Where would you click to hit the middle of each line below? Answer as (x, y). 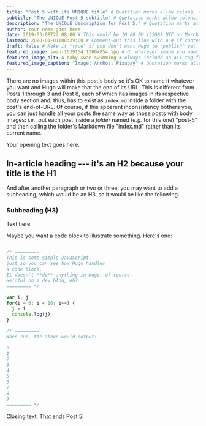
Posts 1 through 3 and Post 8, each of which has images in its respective (98, 94)
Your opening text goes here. (43, 144)
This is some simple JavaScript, (49, 258)
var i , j (17, 297)
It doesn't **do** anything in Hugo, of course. (70, 275)
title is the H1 (31, 173)
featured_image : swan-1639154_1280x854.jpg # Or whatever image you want (103, 52)
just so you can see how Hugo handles (56, 264)
